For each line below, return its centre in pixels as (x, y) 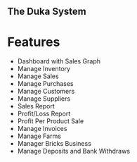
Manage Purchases (45, 84)
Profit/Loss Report (44, 114)
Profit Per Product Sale (51, 121)
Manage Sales (38, 76)
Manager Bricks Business (54, 144)
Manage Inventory (44, 69)
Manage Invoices (42, 129)
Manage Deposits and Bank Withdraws (74, 151)
